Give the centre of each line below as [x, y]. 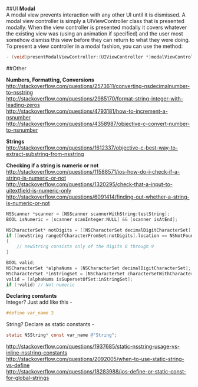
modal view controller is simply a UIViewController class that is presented [95, 21]
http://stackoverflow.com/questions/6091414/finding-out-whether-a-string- [98, 197]
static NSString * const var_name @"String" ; [62, 335]
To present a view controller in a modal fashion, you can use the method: [95, 46]
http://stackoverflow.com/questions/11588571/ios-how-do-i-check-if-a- [93, 171]
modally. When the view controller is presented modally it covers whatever [97, 27]
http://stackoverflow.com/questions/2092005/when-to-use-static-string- [95, 359]
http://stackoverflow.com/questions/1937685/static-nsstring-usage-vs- [93, 347]
